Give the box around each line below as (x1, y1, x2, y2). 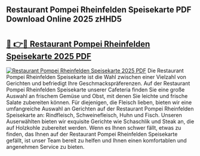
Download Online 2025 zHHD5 (6, 14, 122, 25)
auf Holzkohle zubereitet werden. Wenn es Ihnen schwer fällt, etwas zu (6, 124, 181, 131)
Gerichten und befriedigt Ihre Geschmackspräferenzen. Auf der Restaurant (6, 80, 190, 87)
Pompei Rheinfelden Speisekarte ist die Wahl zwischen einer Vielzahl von (6, 74, 186, 80)
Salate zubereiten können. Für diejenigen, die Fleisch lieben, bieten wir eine (6, 99, 192, 106)
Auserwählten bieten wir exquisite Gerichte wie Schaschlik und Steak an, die (6, 118, 195, 125)
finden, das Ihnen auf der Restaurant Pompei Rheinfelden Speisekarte (6, 131, 178, 137)
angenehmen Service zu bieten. (6, 143, 85, 150)
